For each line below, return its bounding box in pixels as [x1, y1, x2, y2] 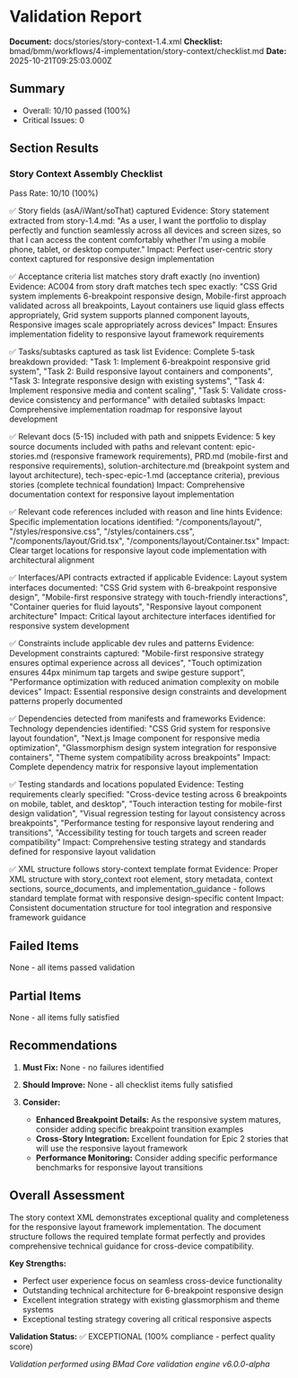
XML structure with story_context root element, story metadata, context [9, 874, 274, 885]
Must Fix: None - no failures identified [22, 1062, 164, 1072]
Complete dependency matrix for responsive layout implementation [9, 761, 259, 772]
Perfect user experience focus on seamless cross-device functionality [22, 1275, 283, 1286]
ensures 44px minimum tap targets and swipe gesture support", [9, 667, 246, 678]
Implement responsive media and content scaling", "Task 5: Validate [9, 385, 261, 396]
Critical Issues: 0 [22, 114, 85, 125]
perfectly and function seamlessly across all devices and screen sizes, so [9, 225, 282, 236]
